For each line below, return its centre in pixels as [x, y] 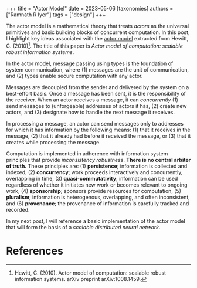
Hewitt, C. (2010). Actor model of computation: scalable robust [90, 273]
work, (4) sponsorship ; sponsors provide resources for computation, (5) [94, 191]
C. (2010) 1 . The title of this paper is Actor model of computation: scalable [94, 45]
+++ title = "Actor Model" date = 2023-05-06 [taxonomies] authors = [90, 9]
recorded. [18, 209]
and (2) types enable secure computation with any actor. [74, 76]
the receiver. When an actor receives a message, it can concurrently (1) [92, 100]
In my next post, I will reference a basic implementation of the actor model [96, 221]
